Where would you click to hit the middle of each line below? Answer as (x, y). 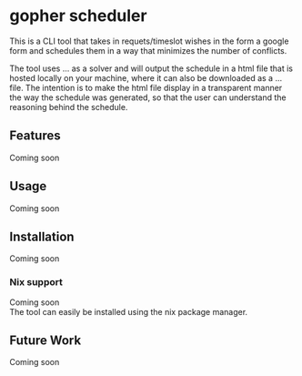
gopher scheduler (78, 16)
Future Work (45, 341)
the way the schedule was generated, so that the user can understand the (148, 97)
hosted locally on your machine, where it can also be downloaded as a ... (146, 77)
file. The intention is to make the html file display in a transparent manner (146, 87)
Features (35, 136)
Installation (42, 236)
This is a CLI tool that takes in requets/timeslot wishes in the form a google (149, 41)
